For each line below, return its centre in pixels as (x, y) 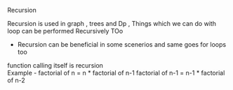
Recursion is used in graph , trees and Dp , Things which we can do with (112, 23)
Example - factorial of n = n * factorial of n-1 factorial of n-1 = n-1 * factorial (116, 73)
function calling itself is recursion (55, 65)
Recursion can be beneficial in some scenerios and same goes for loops (122, 44)
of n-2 (16, 80)
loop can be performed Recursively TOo (65, 31)
